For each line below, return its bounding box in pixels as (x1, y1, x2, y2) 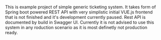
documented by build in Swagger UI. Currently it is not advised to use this (5, 19, 155, 25)
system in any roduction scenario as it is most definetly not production (5, 25, 148, 30)
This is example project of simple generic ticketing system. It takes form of (5, 4, 156, 10)
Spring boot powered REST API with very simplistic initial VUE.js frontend (5, 9, 153, 15)
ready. (5, 30, 18, 35)
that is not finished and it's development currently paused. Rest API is (5, 14, 146, 20)
